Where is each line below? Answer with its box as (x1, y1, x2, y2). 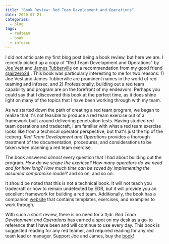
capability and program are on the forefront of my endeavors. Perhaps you (5, 86, 160, 92)
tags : (5, 26, 17, 31)
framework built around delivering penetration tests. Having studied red (5, 117, 154, 124)
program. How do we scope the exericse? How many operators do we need (5, 160, 162, 166)
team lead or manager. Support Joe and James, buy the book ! (5, 233, 135, 239)
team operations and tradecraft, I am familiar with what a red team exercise (5, 123, 161, 129)
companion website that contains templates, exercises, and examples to (5, 196, 155, 202)
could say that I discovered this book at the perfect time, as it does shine (5, 91, 156, 97)
